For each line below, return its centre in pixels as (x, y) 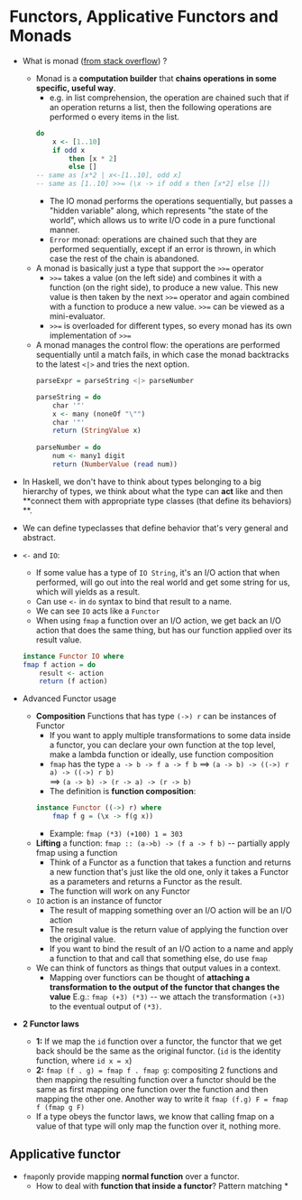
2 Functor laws (50, 1024)
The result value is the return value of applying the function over (169, 930)
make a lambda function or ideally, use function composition (161, 755)
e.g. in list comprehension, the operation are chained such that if (169, 98)
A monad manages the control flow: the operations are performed (158, 345)
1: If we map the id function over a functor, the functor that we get (159, 1042)
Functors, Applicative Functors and (144, 17)
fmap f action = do (59, 665)
